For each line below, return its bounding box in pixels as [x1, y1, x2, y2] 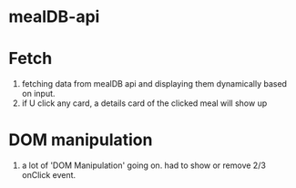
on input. [21, 89, 56, 99]
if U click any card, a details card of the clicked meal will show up [21, 98, 268, 109]
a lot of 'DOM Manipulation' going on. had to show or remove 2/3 [21, 160, 266, 171]
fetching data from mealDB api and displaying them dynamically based [21, 78, 288, 89]
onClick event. [21, 170, 77, 181]
